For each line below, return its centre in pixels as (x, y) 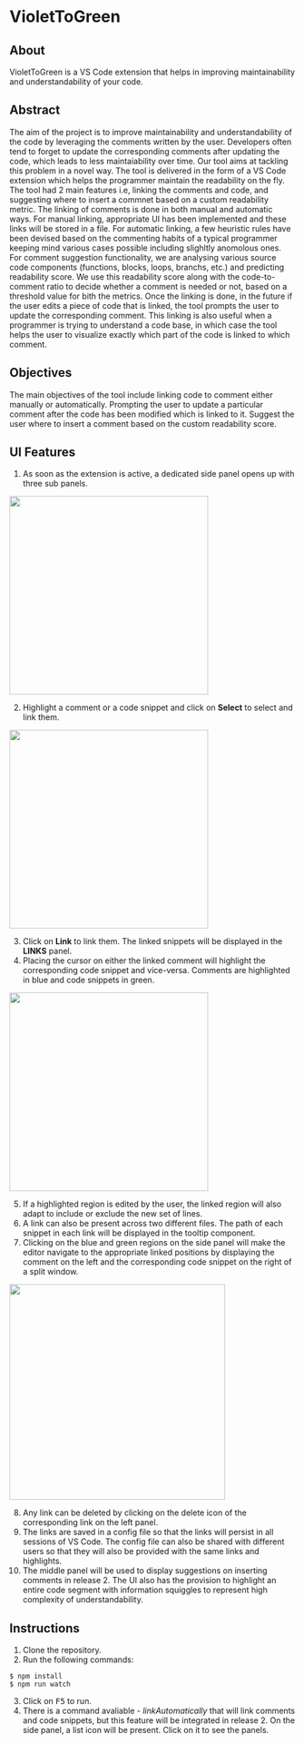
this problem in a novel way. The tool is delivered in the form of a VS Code (148, 171)
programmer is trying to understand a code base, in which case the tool (143, 325)
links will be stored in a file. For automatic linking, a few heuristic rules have (150, 228)
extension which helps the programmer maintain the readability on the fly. (147, 180)
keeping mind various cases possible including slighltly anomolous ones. (145, 248)
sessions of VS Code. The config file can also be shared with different (153, 1542)
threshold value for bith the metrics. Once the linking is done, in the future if (151, 296)
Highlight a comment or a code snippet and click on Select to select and (157, 708)
